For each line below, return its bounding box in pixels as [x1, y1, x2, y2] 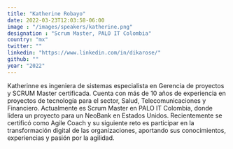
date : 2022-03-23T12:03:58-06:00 [7, 17, 105, 24]
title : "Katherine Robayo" [7, 10, 86, 17]
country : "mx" [7, 36, 49, 43]
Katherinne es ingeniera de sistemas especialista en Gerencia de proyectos [7, 81, 225, 90]
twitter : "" [7, 43, 42, 50]
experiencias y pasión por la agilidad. [7, 134, 115, 142]
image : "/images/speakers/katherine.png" [7, 23, 133, 30]
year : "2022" [7, 62, 45, 69]
